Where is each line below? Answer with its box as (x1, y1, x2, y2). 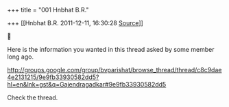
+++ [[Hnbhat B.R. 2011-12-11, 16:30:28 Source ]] (7, 19, 144, 27)
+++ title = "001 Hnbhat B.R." (7, 6, 89, 14)
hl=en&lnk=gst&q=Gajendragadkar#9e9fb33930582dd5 (7, 80, 167, 88)
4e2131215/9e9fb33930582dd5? (7, 73, 99, 81)
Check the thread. (7, 93, 58, 102)
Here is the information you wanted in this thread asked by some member (7, 46, 215, 53)
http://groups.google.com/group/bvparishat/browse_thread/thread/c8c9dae (7, 66, 222, 74)
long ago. (7, 52, 34, 61)
